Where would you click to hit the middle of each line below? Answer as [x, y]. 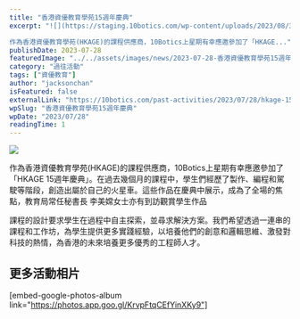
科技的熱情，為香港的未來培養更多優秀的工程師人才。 [107, 242]
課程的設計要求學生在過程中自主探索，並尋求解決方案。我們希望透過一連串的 [150, 220]
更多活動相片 [45, 273]
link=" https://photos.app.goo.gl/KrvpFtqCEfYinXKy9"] [108, 305]
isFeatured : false [43, 91]
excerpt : [25, 26]
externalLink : [36, 100]
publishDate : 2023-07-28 [55, 50]
